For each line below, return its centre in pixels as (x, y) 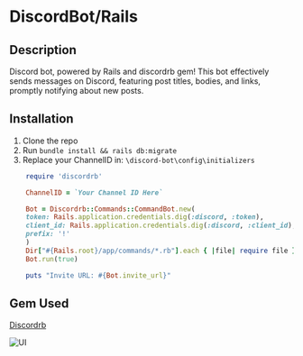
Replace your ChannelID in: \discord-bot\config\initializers (138, 160)
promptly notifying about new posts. (77, 91)
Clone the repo (50, 141)
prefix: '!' (48, 234)
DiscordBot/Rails (73, 17)
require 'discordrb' (64, 176)
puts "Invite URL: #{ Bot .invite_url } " (98, 275)
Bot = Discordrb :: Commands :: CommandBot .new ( (110, 209)
